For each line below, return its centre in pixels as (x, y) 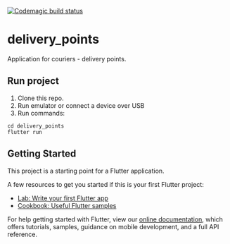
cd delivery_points (36, 126)
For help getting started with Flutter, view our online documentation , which (115, 219)
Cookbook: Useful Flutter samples (67, 205)
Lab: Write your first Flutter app (63, 198)
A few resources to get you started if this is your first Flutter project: (106, 184)
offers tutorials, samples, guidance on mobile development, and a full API (113, 226)
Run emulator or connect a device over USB (81, 105)
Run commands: (41, 113)
